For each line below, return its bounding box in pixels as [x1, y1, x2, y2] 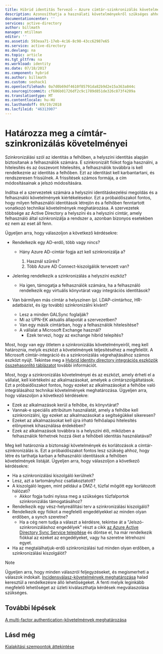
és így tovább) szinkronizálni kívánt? [35, 302, 108, 308]
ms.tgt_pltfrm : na [5, 57, 42, 62]
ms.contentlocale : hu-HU [5, 98, 55, 103]
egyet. [19, 540, 33, 545]
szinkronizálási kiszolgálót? [12, 550, 67, 556]
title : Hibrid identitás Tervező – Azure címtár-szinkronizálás [5, 7, 138, 12]
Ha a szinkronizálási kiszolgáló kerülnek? [12, 472, 94, 478]
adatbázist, [12, 302, 35, 308]
